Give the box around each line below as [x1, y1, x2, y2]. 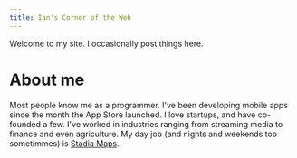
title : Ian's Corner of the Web [9, 13, 131, 23]
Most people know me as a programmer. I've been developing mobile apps [9, 99, 288, 110]
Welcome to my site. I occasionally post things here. [9, 38, 204, 49]
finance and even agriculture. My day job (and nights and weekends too [9, 128, 278, 139]
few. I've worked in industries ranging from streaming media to [49, 118, 283, 129]
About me [9, 70, 85, 90]
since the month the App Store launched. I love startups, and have [9, 109, 256, 120]
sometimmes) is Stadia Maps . [9, 137, 120, 149]
